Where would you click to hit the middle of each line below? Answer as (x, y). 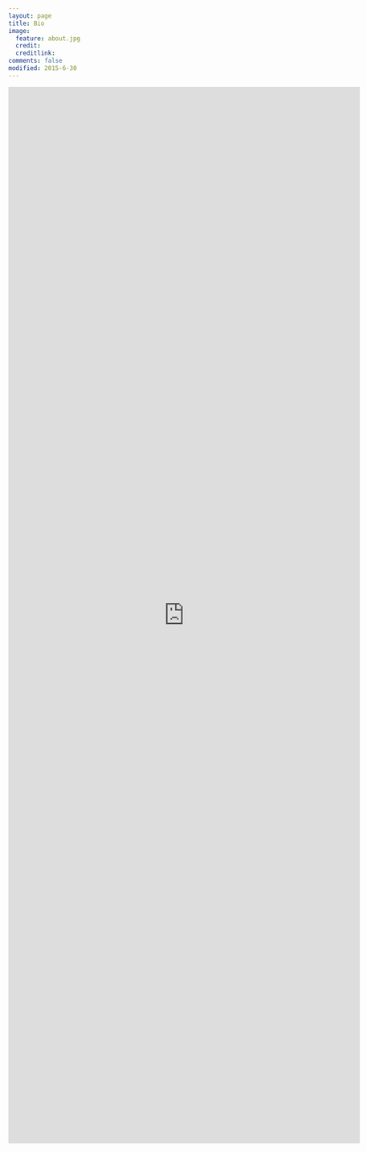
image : (19, 31)
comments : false (35, 61)
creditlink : (36, 53)
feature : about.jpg (48, 38)
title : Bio (27, 23)
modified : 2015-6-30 (43, 68)
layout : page (30, 16)
